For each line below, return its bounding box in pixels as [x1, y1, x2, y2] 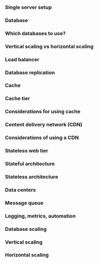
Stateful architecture [5, 160, 55, 167]
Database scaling [5, 226, 47, 232]
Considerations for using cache [5, 108, 81, 115]
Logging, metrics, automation [5, 212, 76, 219]
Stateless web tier [5, 147, 48, 154]
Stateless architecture [5, 173, 58, 180]
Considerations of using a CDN [5, 134, 79, 141]
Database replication [5, 69, 55, 76]
